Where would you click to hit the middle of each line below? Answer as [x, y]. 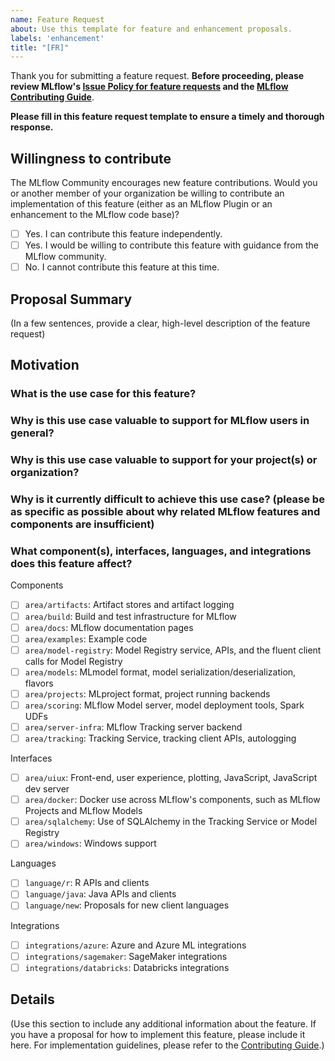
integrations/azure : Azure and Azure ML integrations [135, 945]
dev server [47, 789]
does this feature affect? [71, 564]
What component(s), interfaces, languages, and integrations [161, 551]
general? [32, 433]
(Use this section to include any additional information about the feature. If [163, 1023]
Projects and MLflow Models [83, 811]
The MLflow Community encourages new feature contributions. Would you [164, 183]
